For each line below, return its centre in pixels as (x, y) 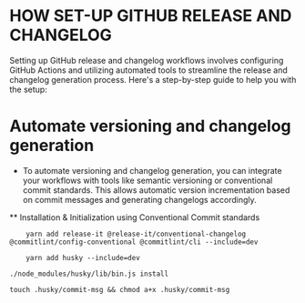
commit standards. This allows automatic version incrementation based (156, 190)
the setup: (28, 89)
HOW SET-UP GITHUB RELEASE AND (151, 16)
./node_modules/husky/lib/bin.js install (89, 274)
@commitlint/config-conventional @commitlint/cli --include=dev (134, 242)
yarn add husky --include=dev (83, 258)
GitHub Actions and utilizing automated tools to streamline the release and (149, 70)
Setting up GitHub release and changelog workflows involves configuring (147, 60)
